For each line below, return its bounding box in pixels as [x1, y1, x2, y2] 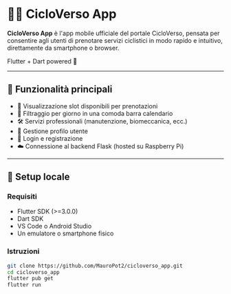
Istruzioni [7, 246, 40, 256]
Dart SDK [16, 215, 44, 223]
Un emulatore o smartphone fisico [16, 229, 114, 237]
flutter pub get [7, 275, 54, 282]
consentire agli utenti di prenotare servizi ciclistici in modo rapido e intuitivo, [7, 36, 223, 44]
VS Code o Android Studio [16, 222, 92, 231]
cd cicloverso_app [7, 268, 60, 275]
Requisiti [7, 192, 38, 202]
